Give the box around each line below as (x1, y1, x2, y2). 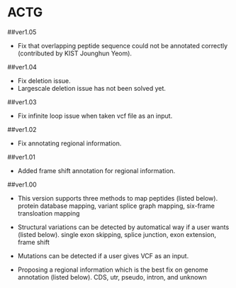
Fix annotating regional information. (17, 139, 122, 148)
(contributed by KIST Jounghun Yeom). (17, 49, 133, 57)
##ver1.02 (7, 125, 37, 133)
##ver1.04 (7, 62, 38, 71)
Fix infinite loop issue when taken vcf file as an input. (17, 111, 173, 120)
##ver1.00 (7, 180, 37, 189)
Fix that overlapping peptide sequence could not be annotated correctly (17, 41, 228, 50)
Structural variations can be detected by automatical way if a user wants (17, 223, 230, 231)
